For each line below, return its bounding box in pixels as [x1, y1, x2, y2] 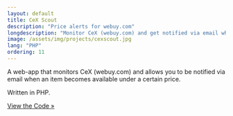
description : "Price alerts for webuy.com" [7, 23, 135, 30]
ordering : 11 [7, 49, 45, 56]
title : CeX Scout [7, 17, 58, 23]
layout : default [7, 10, 54, 17]
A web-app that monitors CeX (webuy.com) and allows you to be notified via [7, 67, 225, 76]
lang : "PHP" [7, 42, 42, 49]
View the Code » [7, 101, 55, 110]
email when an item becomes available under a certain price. [7, 75, 181, 83]
